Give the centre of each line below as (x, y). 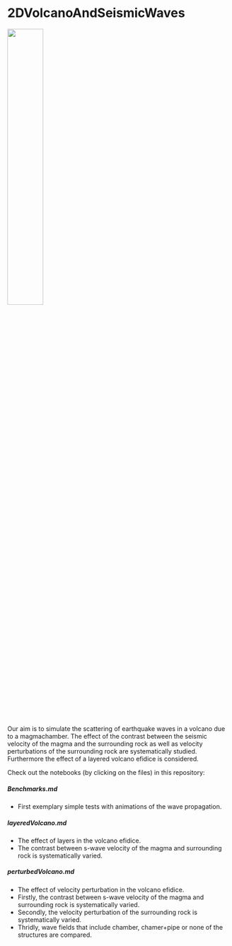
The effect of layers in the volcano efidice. (79, 841)
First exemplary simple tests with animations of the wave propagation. (120, 806)
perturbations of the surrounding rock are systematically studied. (102, 751)
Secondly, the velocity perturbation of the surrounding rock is (108, 912)
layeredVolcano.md (37, 823)
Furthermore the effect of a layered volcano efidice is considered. (103, 758)
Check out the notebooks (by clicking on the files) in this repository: (106, 772)
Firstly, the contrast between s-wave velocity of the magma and (111, 897)
